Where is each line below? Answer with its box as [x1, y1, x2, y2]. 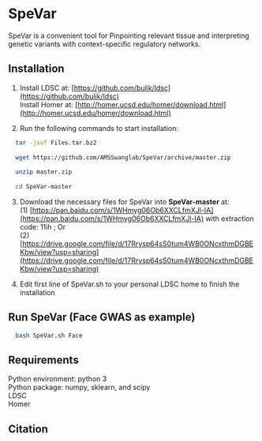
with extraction [204, 214, 254, 223]
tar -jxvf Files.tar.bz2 [15, 139, 97, 147]
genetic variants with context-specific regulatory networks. [8, 39, 201, 48]
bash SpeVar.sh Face [15, 331, 83, 339]
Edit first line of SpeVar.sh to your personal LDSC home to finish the [19, 279, 240, 289]
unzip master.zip [15, 168, 73, 176]
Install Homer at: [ [19, 99, 78, 109]
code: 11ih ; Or [19, 222, 66, 231]
